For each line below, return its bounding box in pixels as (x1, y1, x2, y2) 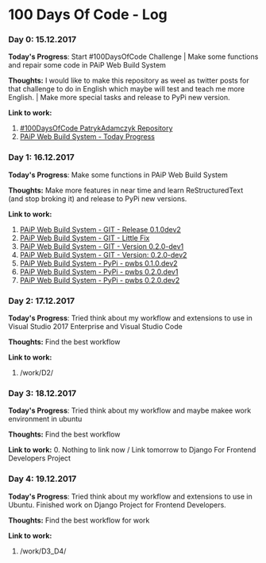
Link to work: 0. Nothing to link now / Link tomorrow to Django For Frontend (8, 445, 256, 455)
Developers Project (8, 453, 71, 463)
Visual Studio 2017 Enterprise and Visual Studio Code (8, 322, 183, 332)
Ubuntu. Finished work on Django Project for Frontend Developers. (8, 499, 226, 510)
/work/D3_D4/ (19, 546, 67, 556)
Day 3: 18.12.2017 (8, 388, 77, 398)
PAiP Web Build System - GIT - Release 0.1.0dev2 (19, 224, 181, 234)
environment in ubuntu (8, 414, 83, 424)
